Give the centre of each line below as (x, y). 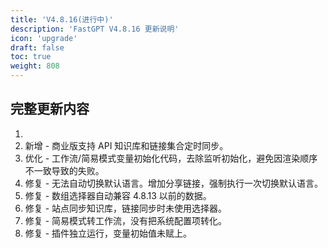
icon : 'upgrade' (44, 38)
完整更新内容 (50, 109)
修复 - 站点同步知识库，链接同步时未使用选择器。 (126, 208)
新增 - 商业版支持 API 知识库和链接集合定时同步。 (126, 145)
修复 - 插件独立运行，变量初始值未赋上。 (108, 233)
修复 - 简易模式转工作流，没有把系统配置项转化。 (126, 220)
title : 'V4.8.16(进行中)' (62, 19)
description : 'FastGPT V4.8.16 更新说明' (95, 29)
